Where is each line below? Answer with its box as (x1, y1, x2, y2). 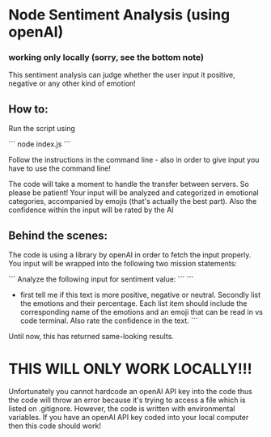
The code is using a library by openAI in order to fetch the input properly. (8, 250, 252, 260)
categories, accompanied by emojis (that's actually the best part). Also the (8, 197, 257, 206)
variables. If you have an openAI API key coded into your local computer (8, 413, 249, 422)
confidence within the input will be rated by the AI (8, 205, 174, 215)
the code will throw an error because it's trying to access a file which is (8, 395, 246, 405)
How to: (8, 102, 49, 116)
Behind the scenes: (8, 228, 108, 242)
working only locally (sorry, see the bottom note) (8, 52, 205, 63)
